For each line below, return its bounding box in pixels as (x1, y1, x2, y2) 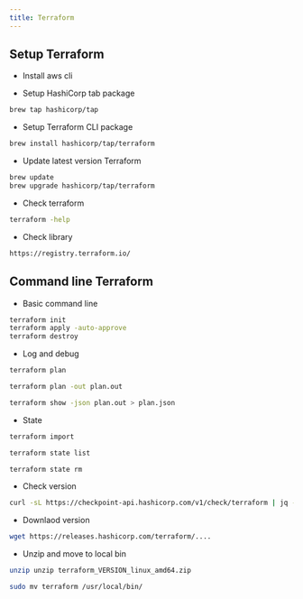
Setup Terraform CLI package (22, 122, 133, 133)
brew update (9, 173, 54, 182)
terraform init (9, 315, 67, 325)
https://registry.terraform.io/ (9, 249, 131, 258)
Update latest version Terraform (22, 155, 142, 167)
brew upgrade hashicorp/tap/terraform (9, 181, 155, 190)
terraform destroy (9, 332, 78, 341)
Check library (22, 231, 73, 242)
